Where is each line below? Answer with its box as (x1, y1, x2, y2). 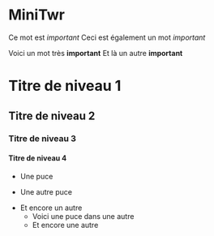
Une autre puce (19, 187, 73, 196)
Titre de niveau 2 (8, 109, 96, 122)
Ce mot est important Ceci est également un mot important (8, 32, 206, 42)
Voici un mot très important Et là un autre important (8, 48, 183, 58)
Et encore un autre (19, 203, 83, 212)
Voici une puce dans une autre (32, 211, 135, 221)
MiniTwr (8, 6, 65, 24)
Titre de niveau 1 (8, 77, 122, 95)
